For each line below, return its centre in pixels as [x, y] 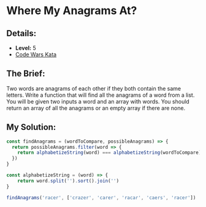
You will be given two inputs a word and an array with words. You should [98, 101]
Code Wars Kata [36, 55]
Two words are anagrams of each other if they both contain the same [94, 88]
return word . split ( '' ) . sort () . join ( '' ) [68, 181]
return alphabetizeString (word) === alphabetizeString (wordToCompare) [109, 153]
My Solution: [31, 127]
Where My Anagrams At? [72, 11]
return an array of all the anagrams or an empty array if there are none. [96, 108]
